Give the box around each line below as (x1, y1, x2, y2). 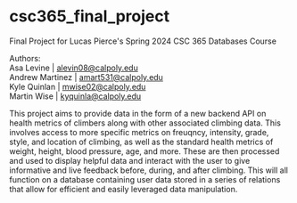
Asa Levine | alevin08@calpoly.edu (9, 62, 138, 73)
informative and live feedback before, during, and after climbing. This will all (9, 165, 288, 175)
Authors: (9, 53, 41, 63)
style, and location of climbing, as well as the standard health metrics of (9, 136, 274, 147)
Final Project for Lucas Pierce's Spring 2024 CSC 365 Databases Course (9, 36, 276, 46)
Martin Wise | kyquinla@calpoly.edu (9, 91, 142, 101)
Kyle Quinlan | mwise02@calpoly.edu (9, 81, 146, 92)
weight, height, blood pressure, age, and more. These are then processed (9, 145, 280, 157)
